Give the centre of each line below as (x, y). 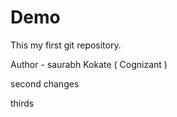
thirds (22, 103)
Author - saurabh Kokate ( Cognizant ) (89, 64)
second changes (45, 83)
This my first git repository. (66, 45)
